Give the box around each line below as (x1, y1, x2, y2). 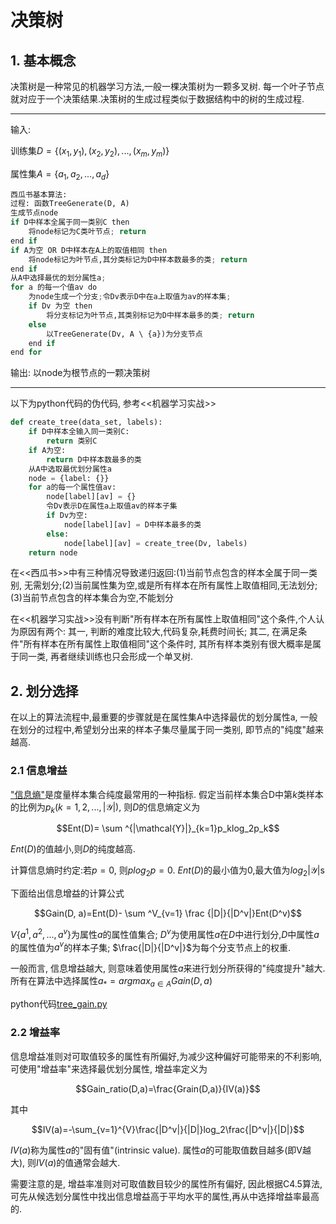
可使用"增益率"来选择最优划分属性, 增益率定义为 (10, 1062, 208, 1075)
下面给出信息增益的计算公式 (10, 887, 125, 900)
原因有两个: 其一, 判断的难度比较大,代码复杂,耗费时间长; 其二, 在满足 (18, 626, 299, 638)
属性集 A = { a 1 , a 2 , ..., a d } (10, 167, 110, 182)
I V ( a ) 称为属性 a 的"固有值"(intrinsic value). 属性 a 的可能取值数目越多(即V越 (10, 1144, 312, 1156)
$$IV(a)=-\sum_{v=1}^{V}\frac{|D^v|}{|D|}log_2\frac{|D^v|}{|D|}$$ (31, 1123, 305, 1135)
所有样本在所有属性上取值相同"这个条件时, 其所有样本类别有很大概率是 (23, 638, 313, 650)
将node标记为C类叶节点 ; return (28, 227, 147, 237)
